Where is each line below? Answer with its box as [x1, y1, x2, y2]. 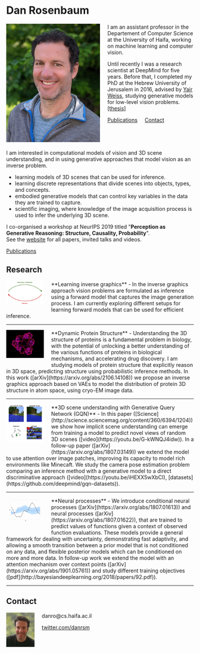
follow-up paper [51, 442, 91, 449]
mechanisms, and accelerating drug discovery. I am [51, 355, 178, 362]
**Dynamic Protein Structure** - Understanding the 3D [51, 329, 187, 336]
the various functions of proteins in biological [51, 348, 162, 355]
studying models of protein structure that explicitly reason [51, 361, 193, 368]
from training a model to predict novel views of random [51, 429, 186, 436]
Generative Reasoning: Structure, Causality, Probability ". [6, 229, 150, 237]
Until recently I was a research [107, 60, 182, 68]
